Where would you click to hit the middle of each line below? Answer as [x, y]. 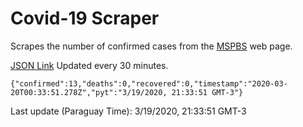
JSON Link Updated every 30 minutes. [89, 65]
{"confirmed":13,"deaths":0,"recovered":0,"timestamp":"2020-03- [149, 83]
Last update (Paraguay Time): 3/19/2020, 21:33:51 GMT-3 [128, 111]
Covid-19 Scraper [85, 18]
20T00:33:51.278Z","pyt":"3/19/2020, [89, 92]
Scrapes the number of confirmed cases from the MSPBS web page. [151, 46]
